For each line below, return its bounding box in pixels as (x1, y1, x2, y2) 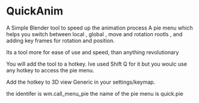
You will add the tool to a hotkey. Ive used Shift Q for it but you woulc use (6, 60, 188, 67)
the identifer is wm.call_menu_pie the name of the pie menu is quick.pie (6, 90, 183, 97)
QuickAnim (6, 4, 63, 18)
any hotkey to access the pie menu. (6, 66, 94, 73)
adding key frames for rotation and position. (6, 37, 115, 44)
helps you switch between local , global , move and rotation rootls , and (6, 30, 183, 37)
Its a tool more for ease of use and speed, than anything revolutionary (6, 48, 179, 55)
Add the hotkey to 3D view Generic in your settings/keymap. (6, 78, 156, 86)
